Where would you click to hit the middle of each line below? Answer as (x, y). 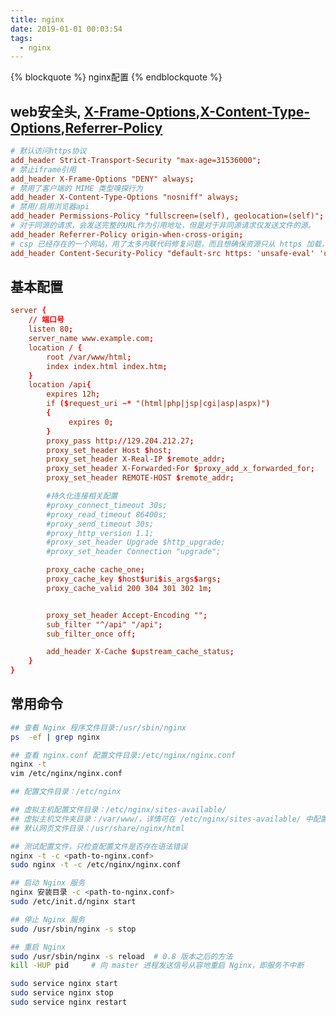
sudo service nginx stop (62, 993)
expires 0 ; (91, 422)
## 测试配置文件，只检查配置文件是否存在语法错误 (99, 846)
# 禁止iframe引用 (43, 169)
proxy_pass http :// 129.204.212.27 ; (120, 441)
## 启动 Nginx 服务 (48, 883)
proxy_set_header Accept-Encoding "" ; (127, 615)
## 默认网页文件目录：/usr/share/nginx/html (97, 828)
